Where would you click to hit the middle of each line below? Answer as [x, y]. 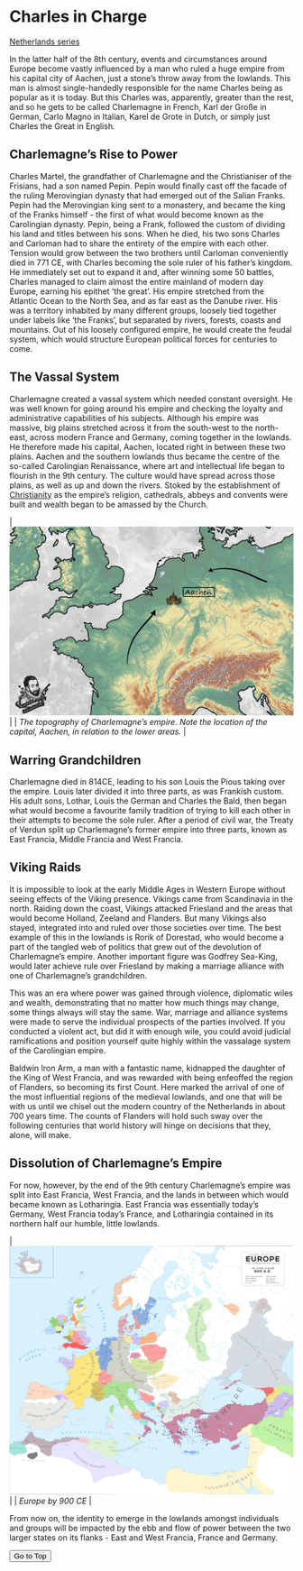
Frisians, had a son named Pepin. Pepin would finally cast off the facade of [148, 186]
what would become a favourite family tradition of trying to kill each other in [150, 811]
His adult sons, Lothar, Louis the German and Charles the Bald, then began [148, 801]
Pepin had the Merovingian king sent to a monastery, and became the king [147, 205]
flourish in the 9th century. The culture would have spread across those [142, 475]
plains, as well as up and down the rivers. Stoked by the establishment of [145, 485]
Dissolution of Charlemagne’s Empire [116, 1164]
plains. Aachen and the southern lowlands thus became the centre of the [145, 456]
